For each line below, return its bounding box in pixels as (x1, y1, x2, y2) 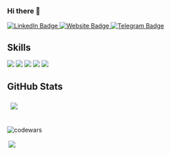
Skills (7, 41, 31, 53)
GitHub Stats (7, 80, 63, 92)
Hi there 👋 (7, 6, 41, 16)
